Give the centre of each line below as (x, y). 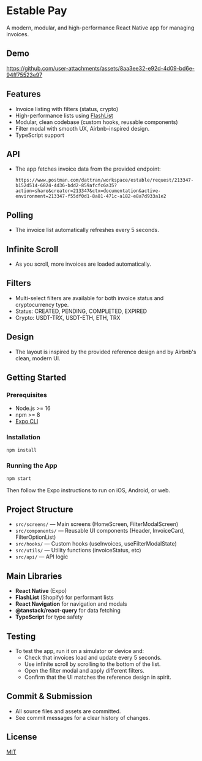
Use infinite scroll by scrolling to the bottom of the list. (92, 664)
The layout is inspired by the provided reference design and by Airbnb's (106, 352)
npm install (21, 450)
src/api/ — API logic (42, 557)
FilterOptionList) (36, 537)
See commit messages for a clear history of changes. (83, 717)
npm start (19, 478)
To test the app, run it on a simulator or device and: (80, 651)
